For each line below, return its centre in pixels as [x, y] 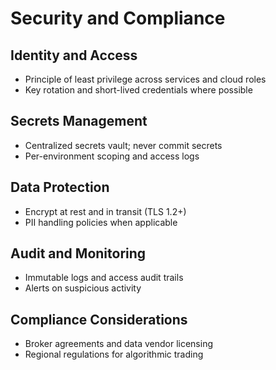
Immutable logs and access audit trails [104, 278]
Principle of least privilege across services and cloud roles [145, 79]
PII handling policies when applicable [101, 222]
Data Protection [60, 187]
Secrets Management [79, 121]
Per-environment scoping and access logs [112, 156]
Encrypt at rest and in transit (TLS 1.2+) [105, 211]
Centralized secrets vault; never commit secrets [123, 145]
